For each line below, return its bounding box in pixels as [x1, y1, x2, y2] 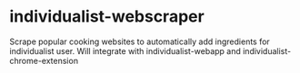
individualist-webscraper [9, 6, 205, 27]
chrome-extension [9, 55, 79, 66]
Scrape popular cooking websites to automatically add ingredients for [9, 36, 270, 47]
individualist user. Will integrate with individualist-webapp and [9, 45, 241, 56]
